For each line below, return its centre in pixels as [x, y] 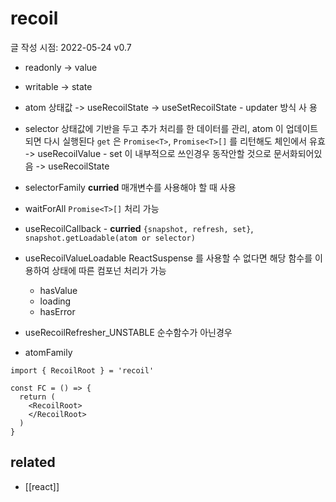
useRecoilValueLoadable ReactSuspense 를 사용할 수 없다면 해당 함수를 [168, 258]
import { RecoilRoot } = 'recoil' [82, 370]
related [33, 462]
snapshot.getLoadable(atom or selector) [110, 238]
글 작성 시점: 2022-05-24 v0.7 [71, 47]
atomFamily [48, 352]
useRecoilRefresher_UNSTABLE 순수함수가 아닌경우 [128, 332]
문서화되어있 [298, 153]
